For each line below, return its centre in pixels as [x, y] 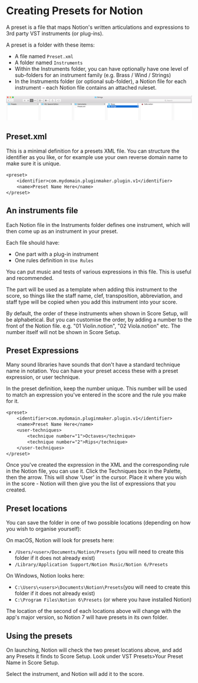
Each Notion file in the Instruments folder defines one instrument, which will [98, 225]
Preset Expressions [42, 350]
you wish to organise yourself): [44, 529]
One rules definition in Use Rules [54, 260]
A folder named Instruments [49, 62]
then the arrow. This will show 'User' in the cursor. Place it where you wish [96, 477]
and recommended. [30, 278]
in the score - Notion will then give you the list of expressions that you [91, 484]
